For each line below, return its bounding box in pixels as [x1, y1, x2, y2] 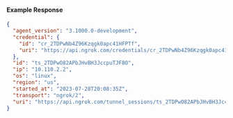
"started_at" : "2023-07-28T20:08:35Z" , [13, 85, 129, 92]
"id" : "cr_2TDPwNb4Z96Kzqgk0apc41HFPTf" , [19, 40, 140, 47]
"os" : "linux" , [13, 73, 57, 80]
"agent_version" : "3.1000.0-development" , [13, 28, 138, 35]
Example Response [6, 6, 63, 14]
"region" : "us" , [13, 79, 60, 86]
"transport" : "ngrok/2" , [13, 92, 85, 99]
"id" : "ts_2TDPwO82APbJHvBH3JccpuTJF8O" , [13, 60, 135, 67]
